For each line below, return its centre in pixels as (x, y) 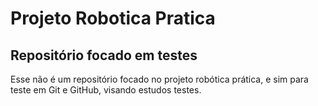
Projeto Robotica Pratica (113, 18)
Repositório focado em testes (104, 55)
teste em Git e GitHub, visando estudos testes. (106, 90)
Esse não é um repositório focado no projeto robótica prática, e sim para (159, 79)
